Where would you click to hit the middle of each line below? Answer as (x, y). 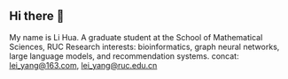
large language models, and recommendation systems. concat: (124, 56)
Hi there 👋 (37, 16)
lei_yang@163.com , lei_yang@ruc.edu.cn (83, 65)
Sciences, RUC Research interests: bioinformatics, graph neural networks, (144, 47)
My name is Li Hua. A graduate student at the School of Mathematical (136, 37)
